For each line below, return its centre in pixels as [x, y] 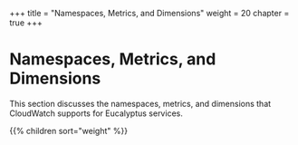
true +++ [26, 23]
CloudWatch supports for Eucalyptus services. [96, 113]
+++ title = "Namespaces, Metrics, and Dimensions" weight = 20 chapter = [149, 13]
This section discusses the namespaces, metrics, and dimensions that [140, 103]
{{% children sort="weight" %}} [69, 130]
